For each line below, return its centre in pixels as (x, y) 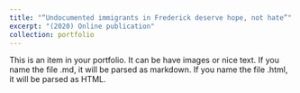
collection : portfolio (52, 34)
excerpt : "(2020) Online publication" (82, 26)
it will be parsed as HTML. (58, 79)
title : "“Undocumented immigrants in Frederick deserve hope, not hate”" (151, 18)
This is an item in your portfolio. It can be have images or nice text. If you (144, 60)
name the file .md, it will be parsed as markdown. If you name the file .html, (149, 70)
